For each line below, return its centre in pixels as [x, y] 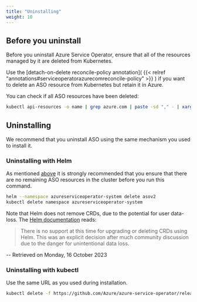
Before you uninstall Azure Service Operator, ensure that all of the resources [98, 55]
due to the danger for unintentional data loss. [75, 243]
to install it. [19, 145]
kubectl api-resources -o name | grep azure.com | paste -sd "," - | [93, 107]
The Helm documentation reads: [57, 220]
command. [19, 186]
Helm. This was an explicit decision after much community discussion [105, 237]
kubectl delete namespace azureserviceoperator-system [74, 202]
